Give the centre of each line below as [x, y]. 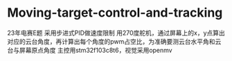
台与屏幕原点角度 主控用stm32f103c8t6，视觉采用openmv [90, 50]
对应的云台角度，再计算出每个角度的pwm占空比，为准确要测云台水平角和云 [114, 41]
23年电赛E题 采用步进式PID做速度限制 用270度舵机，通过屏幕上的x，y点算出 [116, 33]
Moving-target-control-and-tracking [115, 13]
